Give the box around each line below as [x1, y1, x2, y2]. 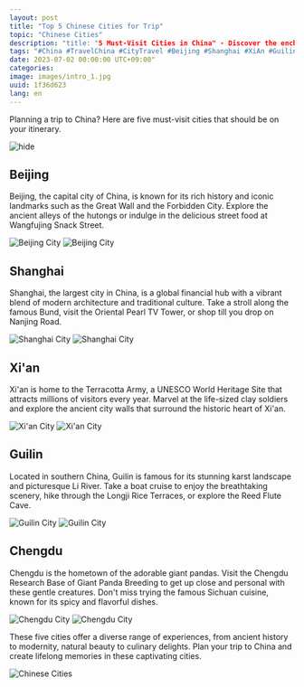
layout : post [9, 13, 59, 23]
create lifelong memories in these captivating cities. [9, 650, 202, 661]
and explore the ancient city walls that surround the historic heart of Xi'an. [9, 403, 287, 414]
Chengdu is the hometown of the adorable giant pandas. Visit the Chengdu [9, 567, 289, 579]
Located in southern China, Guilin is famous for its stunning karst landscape [9, 471, 292, 482]
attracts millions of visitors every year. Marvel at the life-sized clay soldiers [9, 393, 289, 404]
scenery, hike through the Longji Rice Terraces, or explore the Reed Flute [9, 490, 282, 501]
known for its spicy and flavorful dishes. [9, 596, 158, 607]
